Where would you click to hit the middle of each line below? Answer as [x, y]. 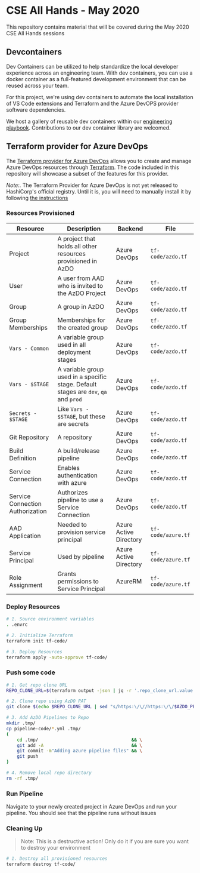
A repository [75, 437]
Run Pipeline [25, 794]
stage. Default [77, 384]
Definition [23, 458]
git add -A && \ [80, 745]
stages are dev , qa [82, 392]
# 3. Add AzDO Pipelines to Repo [48, 718]
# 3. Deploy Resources [34, 651]
